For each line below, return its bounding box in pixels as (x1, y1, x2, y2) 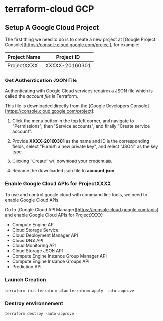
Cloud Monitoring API (12, 242, 56, 248)
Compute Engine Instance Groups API (12, 258, 90, 264)
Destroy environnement (5, 300, 63, 307)
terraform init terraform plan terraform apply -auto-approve (5, 288, 134, 293)
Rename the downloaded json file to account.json (12, 168, 115, 174)
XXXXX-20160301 (45, 62, 91, 69)
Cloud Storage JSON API (12, 247, 63, 254)
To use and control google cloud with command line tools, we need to (5, 191, 148, 197)
